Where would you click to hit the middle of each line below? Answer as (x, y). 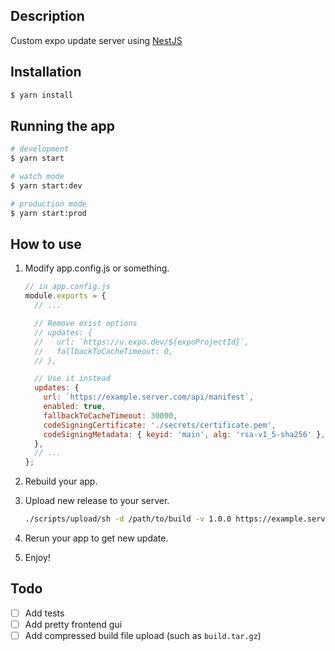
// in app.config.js (67, 287)
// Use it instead (72, 379)
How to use (46, 244)
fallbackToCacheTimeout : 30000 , (110, 415)
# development (40, 149)
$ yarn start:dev (46, 185)
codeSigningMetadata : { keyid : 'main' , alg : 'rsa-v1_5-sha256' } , (184, 434)
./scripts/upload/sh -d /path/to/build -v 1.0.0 (128, 519)
